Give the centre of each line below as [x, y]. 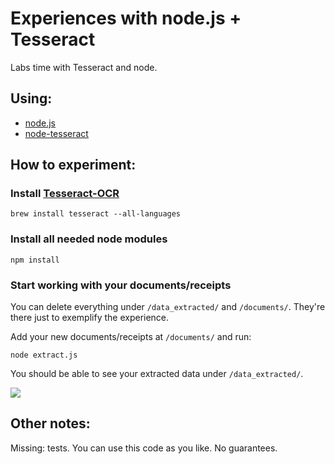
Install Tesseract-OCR [65, 194]
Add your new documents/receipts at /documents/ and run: [131, 337]
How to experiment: [73, 165]
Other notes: [50, 423]
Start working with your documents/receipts [121, 285]
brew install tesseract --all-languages [96, 214]
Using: [31, 98]
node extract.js [44, 355]
